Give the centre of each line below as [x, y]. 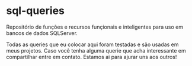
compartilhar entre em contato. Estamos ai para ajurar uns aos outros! [92, 57]
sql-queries [36, 11]
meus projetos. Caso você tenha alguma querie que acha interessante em [96, 50]
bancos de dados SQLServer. [42, 33]
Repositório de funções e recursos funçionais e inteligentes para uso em [95, 27]
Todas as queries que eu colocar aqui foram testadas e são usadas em [92, 44]
